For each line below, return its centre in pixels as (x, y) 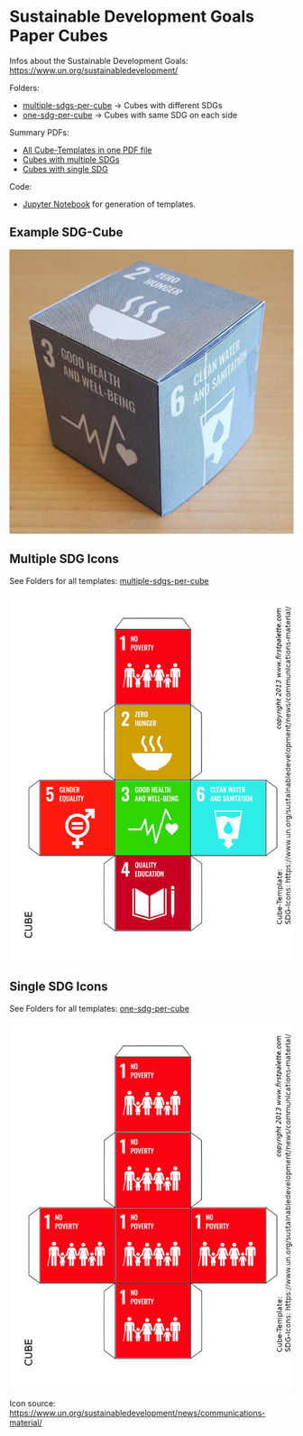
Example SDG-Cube (66, 232)
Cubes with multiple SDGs (71, 159)
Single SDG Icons (59, 987)
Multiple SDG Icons (64, 559)
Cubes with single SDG (65, 169)
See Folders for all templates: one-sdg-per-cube (99, 1008)
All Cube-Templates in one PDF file (87, 150)
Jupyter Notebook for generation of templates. (109, 204)
